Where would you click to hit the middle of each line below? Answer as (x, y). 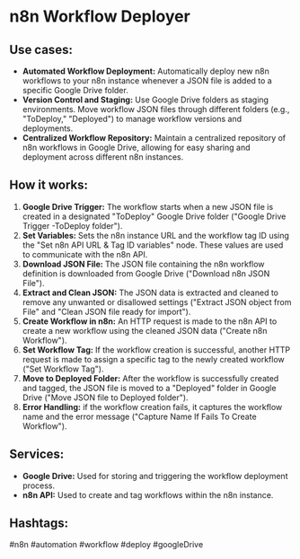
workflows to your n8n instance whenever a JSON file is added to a (147, 81)
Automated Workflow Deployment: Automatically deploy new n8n (146, 71)
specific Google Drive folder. (75, 90)
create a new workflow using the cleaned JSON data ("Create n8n (145, 330)
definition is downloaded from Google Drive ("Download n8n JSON (146, 273)
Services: (37, 454)
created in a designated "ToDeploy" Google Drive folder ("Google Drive (154, 216)
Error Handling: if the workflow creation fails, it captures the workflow (152, 406)
